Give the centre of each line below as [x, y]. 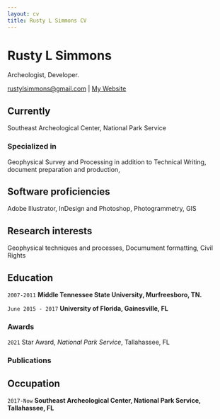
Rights [17, 256]
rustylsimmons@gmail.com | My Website [67, 88]
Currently [29, 111]
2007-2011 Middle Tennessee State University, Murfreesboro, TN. [105, 294]
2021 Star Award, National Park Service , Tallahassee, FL [88, 342]
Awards [21, 326]
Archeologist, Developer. [43, 75]
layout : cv [23, 14]
